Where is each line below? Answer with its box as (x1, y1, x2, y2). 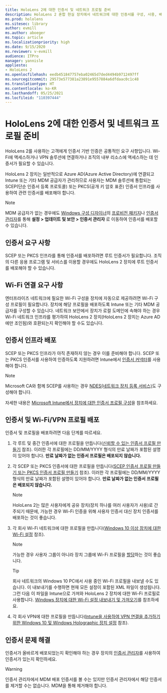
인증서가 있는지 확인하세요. (5, 656, 57, 662)
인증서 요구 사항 (5, 238, 51, 247)
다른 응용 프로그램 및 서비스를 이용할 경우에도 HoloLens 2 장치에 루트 (10, 259, 145, 264)
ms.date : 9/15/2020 (5, 44, 46, 49)
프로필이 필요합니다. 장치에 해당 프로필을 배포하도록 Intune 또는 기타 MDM (10, 301, 155, 307)
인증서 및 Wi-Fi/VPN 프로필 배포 (5, 416, 99, 424)
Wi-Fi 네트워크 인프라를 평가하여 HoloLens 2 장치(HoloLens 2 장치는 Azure (5, 314, 153, 320)
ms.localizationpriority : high (5, 40, 70, 45)
